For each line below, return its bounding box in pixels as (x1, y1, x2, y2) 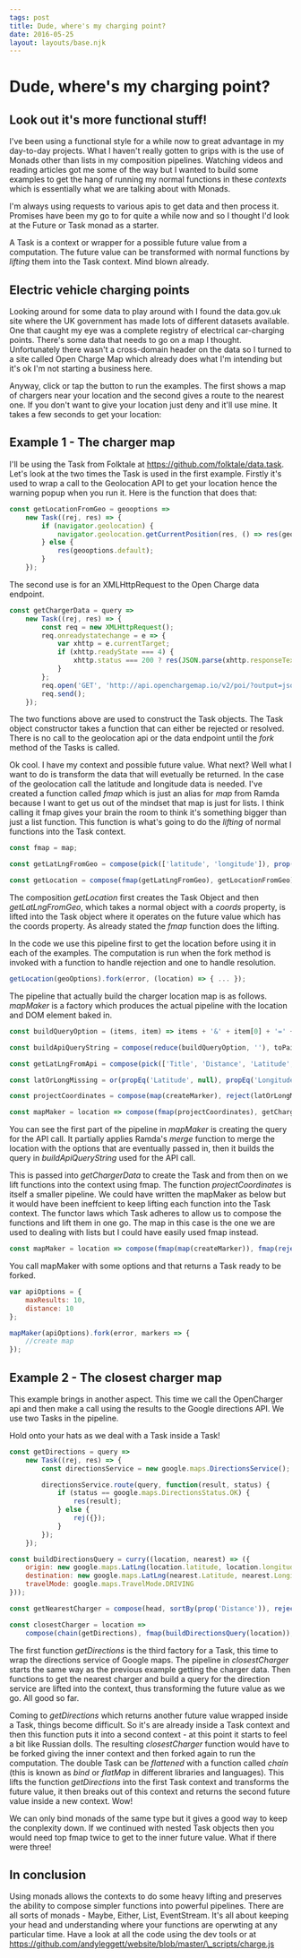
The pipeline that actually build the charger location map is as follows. (9, 991, 267, 1001)
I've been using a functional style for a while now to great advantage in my (9, 136, 285, 147)
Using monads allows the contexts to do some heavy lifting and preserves (9, 1891, 282, 1902)
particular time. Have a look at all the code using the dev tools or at (9, 1929, 257, 1940)
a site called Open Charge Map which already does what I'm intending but (9, 354, 283, 365)
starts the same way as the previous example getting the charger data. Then (9, 1663, 291, 1675)
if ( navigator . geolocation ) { (41, 521, 154, 530)
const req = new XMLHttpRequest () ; (41, 623, 175, 631)
